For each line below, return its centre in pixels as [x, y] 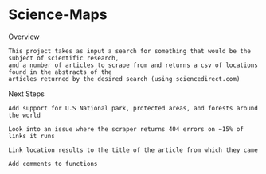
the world [25, 115]
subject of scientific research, [64, 58]
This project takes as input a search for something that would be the [129, 51]
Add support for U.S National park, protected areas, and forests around [133, 108]
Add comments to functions [53, 164]
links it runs [32, 136]
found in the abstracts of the [60, 72]
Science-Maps [58, 15]
